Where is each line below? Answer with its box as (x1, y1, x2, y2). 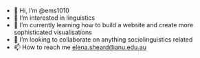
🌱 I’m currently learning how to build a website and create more (13, 21, 194, 29)
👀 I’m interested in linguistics (13, 14, 95, 22)
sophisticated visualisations (13, 28, 93, 36)
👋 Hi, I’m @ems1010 (13, 7, 70, 14)
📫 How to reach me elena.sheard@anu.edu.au (13, 43, 146, 51)
